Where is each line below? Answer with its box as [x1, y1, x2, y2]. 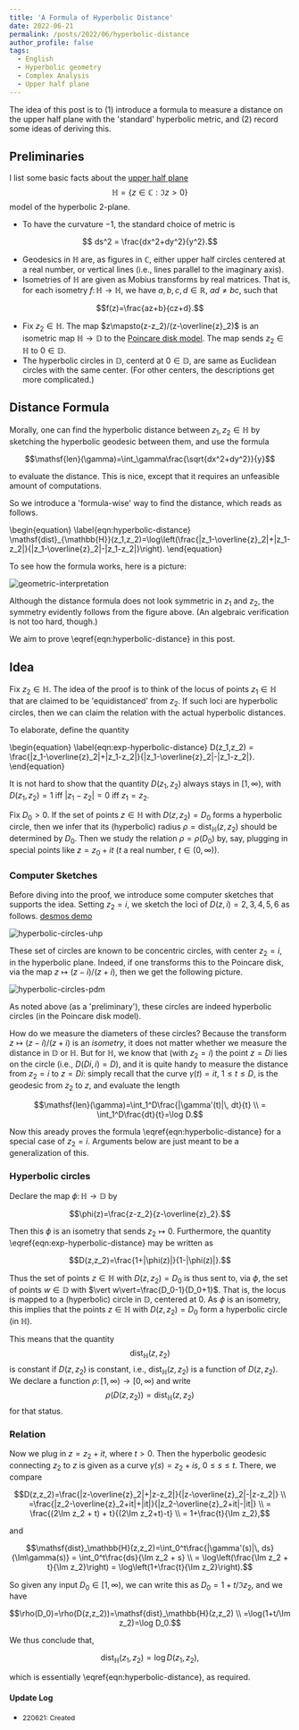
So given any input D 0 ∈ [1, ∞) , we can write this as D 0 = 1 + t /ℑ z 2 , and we [9, 1579, 283, 1592]
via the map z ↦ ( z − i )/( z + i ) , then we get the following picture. [9, 966, 244, 977]
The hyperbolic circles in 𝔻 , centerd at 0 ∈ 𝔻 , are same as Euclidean [21, 355, 277, 367]
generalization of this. [9, 1147, 89, 1158]
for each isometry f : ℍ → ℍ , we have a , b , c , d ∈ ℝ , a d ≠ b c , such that [21, 285, 278, 296]
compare [9, 1472, 43, 1482]
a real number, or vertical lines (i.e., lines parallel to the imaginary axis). [21, 265, 285, 275]
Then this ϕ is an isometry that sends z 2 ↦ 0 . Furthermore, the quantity [9, 1226, 271, 1238]
